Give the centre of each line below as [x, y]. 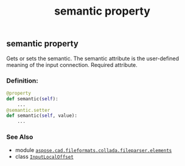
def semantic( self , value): [42, 116]
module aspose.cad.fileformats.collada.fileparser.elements [93, 150]
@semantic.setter [28, 110]
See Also [20, 137]
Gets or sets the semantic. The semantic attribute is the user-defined [93, 58]
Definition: [22, 80]
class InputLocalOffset [44, 157]
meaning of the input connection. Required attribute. [72, 64]
